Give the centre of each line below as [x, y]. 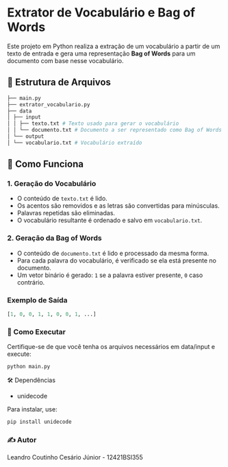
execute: [20, 354]
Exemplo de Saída [37, 300]
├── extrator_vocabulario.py [49, 104]
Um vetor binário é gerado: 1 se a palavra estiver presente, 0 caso [110, 275]
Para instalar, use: [32, 409]
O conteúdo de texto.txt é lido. [62, 199]
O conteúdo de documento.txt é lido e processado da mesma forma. [113, 253]
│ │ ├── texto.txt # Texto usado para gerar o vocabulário [93, 124]
